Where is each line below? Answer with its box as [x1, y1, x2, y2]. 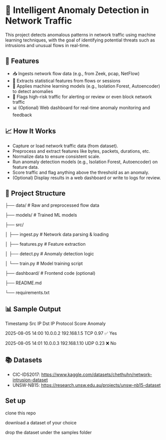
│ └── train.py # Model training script [5, 260, 83, 267]
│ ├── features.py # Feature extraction [5, 241, 86, 247]
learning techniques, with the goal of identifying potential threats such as [5, 37, 156, 43]
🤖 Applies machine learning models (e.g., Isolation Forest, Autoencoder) [12, 83, 161, 89]
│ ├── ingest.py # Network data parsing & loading [5, 231, 109, 237]
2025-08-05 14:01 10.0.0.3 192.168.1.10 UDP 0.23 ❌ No [5, 340, 117, 346]
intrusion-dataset [12, 377, 48, 382]
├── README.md [5, 280, 42, 286]
